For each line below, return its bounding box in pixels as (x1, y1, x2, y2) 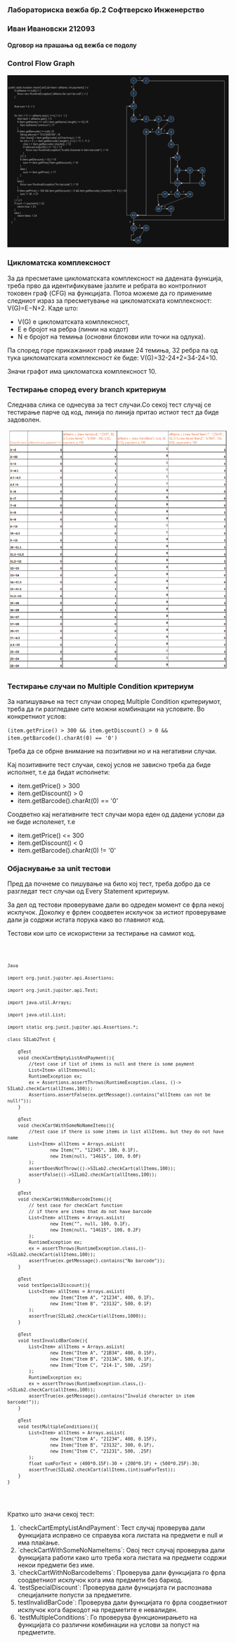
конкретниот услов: (7, 712, 67, 721)
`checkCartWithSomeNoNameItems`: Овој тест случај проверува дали (17, 1546, 225, 1554)
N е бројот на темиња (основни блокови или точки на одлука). (17, 332, 206, 341)
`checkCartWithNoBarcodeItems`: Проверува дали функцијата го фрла (17, 1569, 226, 1577)
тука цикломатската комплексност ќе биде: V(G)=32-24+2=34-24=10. (7, 353, 218, 362)
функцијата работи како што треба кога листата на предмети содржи (17, 1554, 227, 1562)
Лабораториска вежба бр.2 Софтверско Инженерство (7, 5, 205, 15)
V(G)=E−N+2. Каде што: (7, 303, 79, 312)
